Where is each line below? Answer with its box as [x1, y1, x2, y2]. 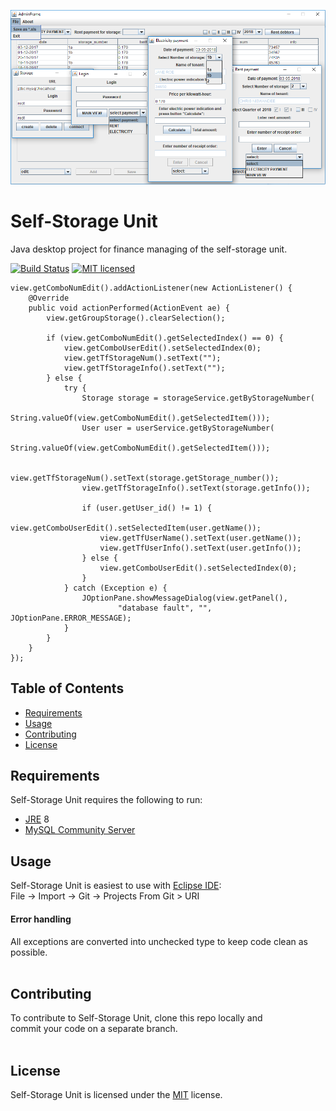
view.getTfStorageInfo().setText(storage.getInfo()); [81, 483, 311, 493]
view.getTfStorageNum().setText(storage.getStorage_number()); [10, 473, 280, 483]
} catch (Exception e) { [63, 583, 168, 593]
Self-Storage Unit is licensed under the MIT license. [10, 1089, 223, 1101]
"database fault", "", [117, 603, 213, 613]
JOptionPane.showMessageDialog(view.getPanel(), [81, 593, 288, 603]
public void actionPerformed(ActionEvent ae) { [28, 303, 230, 313]
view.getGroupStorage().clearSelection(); [46, 313, 226, 323]
